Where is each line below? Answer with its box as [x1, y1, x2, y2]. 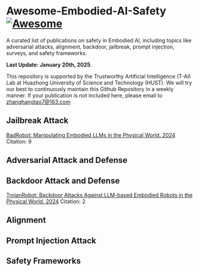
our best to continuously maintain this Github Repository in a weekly [6, 85, 174, 92]
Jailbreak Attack [6, 116, 69, 126]
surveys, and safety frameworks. [6, 49, 88, 56]
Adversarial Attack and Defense [6, 155, 128, 165]
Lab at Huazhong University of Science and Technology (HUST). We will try [6, 79, 192, 86]
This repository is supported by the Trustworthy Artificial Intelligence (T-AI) [6, 72, 191, 80]
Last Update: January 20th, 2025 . [6, 61, 92, 68]
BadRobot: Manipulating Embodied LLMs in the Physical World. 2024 [6, 131, 176, 138]
